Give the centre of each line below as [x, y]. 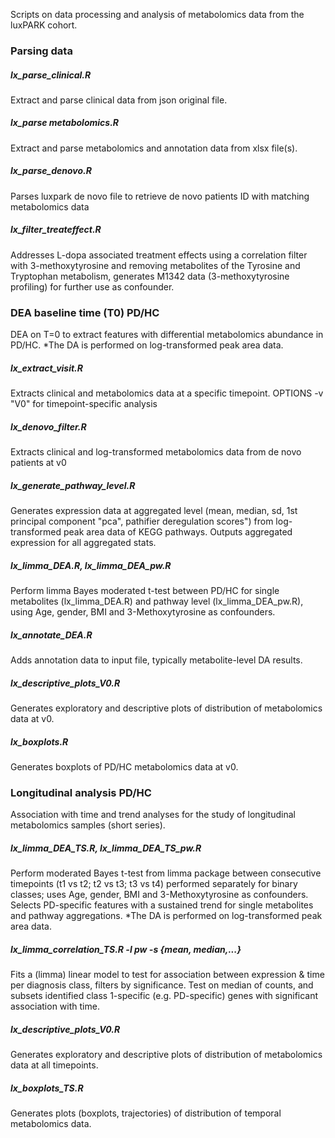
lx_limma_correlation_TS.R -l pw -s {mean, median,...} [126, 949]
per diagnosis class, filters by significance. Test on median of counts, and [162, 985]
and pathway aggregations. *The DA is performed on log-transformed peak [166, 916]
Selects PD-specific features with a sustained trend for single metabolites [162, 905]
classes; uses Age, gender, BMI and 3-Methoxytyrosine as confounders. [159, 895]
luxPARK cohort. [44, 25]
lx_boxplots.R [39, 741]
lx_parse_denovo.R [51, 171]
